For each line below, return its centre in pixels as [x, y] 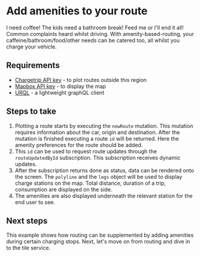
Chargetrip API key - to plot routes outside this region [81, 80]
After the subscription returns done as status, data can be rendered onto [104, 170]
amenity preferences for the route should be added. [79, 145]
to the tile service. [28, 248]
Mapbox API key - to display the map [60, 86]
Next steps [27, 220]
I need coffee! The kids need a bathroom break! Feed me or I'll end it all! [95, 28]
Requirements [33, 65]
